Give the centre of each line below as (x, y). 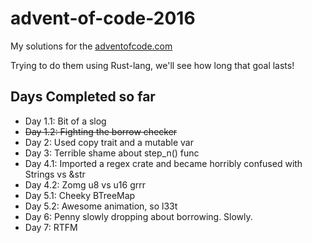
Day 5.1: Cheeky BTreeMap (80, 195)
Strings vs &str (55, 174)
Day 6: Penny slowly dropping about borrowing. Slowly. (138, 216)
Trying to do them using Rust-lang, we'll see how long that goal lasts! (152, 65)
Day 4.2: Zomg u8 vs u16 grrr (85, 184)
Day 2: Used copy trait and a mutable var (109, 142)
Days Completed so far (83, 97)
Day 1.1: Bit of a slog (65, 121)
